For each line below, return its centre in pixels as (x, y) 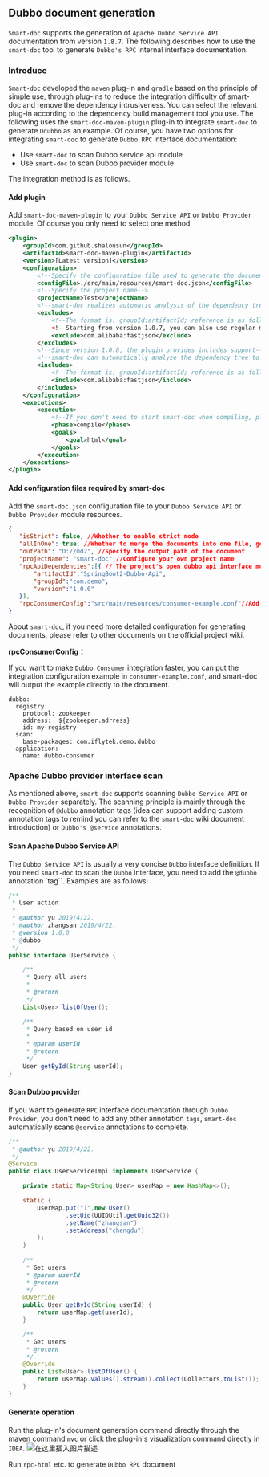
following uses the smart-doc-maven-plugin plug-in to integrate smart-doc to (133, 122)
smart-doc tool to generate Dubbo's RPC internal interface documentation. (128, 49)
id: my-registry (50, 728)
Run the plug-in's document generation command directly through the (124, 1430)
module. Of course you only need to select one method (99, 223)
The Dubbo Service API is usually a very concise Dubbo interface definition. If (134, 863)
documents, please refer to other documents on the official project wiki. (126, 635)
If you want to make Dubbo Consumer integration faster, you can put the (124, 668)
